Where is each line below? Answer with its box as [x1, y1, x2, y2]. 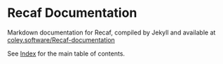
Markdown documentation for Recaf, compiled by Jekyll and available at [7, 28, 216, 37]
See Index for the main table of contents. [7, 49, 125, 58]
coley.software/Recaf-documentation [7, 35, 116, 44]
